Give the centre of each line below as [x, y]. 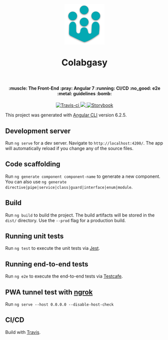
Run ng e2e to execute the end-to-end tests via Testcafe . [64, 276]
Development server [38, 131]
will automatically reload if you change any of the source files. [69, 148]
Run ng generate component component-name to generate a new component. [83, 176]
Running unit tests [34, 236]
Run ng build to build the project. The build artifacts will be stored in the [80, 215]
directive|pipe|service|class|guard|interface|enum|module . [69, 187]
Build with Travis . [23, 332]
